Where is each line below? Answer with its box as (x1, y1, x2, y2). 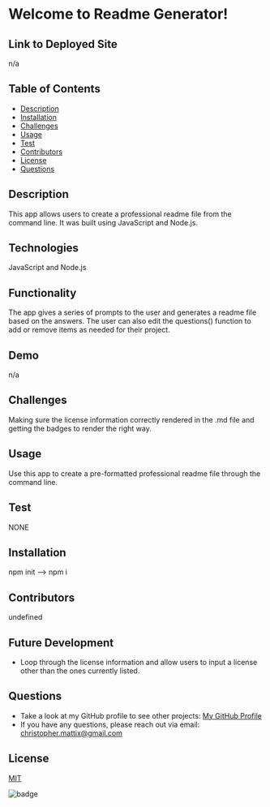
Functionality (8, 285, 77, 300)
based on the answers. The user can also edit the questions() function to (8, 316, 251, 326)
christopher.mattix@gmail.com (19, 728, 123, 738)
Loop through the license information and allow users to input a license (19, 657, 258, 667)
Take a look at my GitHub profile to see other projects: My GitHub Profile (19, 710, 262, 720)
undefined (8, 612, 43, 622)
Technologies (8, 241, 79, 255)
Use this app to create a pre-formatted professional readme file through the (8, 468, 261, 479)
